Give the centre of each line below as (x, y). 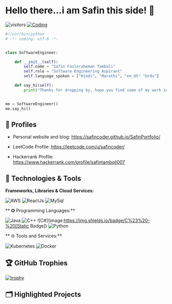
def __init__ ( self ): (36, 62)
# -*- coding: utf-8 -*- (32, 39)
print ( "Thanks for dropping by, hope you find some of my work (92, 90)
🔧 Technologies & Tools (43, 178)
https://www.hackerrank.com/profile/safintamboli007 (69, 162)
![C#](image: (50, 220)
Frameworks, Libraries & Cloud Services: (50, 191)
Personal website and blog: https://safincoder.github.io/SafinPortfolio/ (86, 137)
